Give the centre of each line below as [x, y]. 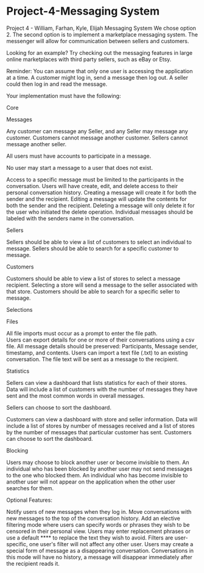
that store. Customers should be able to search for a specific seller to [93, 291]
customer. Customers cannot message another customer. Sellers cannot [97, 138]
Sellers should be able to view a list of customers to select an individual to [99, 242]
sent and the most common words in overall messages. [76, 395]
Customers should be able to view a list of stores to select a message [93, 278]
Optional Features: [30, 500]
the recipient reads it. [33, 563]
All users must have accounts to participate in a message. [79, 156]
